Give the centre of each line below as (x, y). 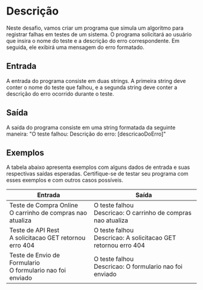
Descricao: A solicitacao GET (135, 238)
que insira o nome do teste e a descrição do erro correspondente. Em (93, 41)
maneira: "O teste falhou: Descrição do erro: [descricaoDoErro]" (86, 134)
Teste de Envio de (35, 255)
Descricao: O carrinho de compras (143, 213)
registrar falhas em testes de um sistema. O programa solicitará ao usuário (99, 34)
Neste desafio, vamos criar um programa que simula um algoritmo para (95, 28)
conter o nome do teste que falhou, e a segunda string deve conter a (92, 87)
